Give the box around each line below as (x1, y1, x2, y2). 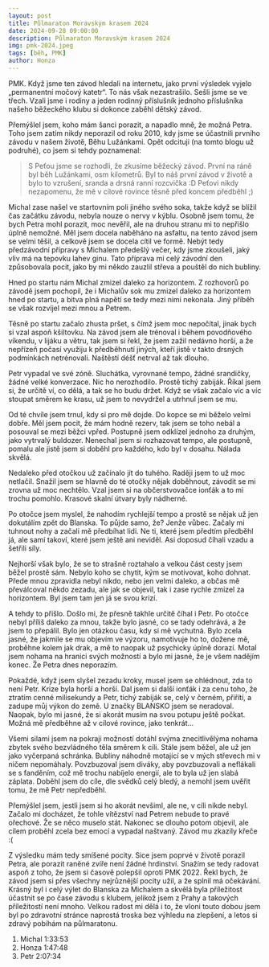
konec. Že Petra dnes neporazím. (8, 660, 119, 670)
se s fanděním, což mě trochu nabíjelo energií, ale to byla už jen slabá (8, 768, 239, 777)
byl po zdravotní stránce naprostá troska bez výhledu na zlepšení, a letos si (8, 910, 259, 920)
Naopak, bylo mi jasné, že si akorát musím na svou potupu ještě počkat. (8, 709, 246, 719)
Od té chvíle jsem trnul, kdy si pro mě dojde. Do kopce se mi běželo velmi (8, 409, 251, 419)
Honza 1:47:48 (19, 942, 68, 953)
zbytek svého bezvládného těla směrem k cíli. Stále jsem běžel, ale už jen (8, 742, 251, 752)
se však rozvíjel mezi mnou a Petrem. (8, 303, 132, 313)
